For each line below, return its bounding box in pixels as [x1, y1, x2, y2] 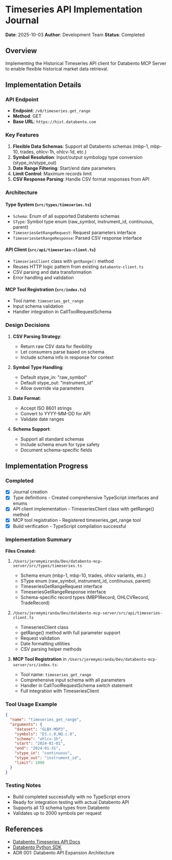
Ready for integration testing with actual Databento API [12, 799, 129, 805]
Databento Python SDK [12, 844, 62, 850]
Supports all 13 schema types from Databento [12, 804, 110, 811]
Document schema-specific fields [20, 447, 92, 453]
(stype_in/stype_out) [12, 160, 56, 166]
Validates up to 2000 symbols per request [12, 810, 102, 816]
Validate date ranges [20, 416, 64, 422]
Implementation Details [5, 81, 82, 90]
